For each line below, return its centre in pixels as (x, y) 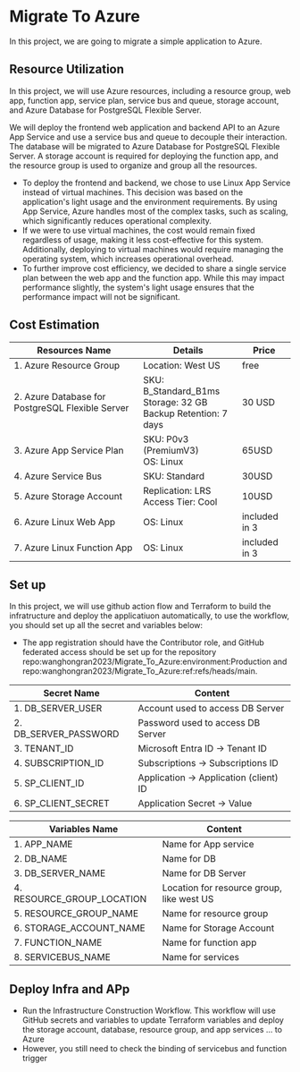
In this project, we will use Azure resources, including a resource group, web (150, 90)
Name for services (200, 957)
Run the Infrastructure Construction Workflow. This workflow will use (149, 1011)
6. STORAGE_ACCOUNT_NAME (79, 928)
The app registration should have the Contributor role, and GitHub (143, 642)
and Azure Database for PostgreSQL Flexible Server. (106, 110)
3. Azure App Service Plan (69, 450)
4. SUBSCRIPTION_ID (59, 763)
